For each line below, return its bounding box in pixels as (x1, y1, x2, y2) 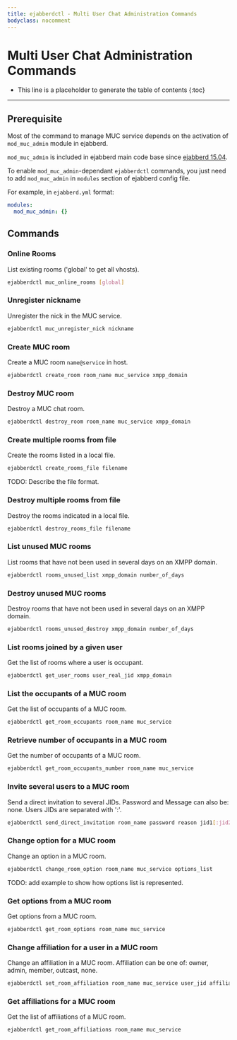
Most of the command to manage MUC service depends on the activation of (7, 132, 229, 140)
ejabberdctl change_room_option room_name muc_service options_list (7, 865, 213, 872)
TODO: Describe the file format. (7, 478, 99, 486)
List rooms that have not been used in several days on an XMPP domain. (7, 557, 218, 566)
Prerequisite (7, 112, 63, 125)
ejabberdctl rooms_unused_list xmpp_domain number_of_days (7, 571, 185, 579)
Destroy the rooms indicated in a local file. (7, 511, 130, 520)
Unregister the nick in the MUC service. (7, 311, 122, 320)
